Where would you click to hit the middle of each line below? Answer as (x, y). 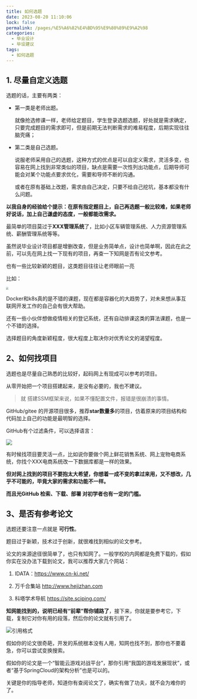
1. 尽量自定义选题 (37, 81)
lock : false (21, 22)
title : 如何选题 (24, 11)
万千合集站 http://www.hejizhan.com (59, 586)
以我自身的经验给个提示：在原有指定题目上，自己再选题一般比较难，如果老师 (98, 207)
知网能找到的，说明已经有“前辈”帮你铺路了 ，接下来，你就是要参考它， (91, 611)
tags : (13, 50)
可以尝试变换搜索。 (45, 650)
